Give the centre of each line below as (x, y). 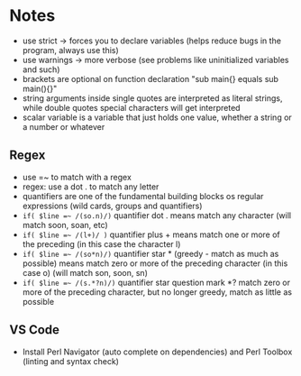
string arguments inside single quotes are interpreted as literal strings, (152, 98)
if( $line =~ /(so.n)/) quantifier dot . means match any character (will (156, 215)
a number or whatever (64, 126)
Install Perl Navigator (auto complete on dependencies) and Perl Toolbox (157, 352)
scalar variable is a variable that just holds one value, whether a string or (157, 117)
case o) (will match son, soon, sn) (85, 272)
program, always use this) (70, 50)
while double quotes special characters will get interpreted (131, 107)
